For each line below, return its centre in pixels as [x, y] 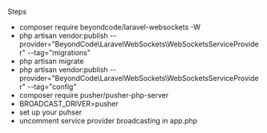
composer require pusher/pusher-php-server [94, 95]
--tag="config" [52, 87]
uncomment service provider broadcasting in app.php [108, 121]
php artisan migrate [51, 61]
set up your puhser [51, 112]
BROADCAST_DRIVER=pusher [69, 104]
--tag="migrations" [59, 52]
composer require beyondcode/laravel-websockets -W [110, 27]
